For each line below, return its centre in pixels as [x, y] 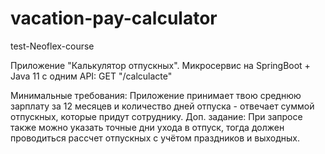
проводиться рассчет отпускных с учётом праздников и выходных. [155, 138]
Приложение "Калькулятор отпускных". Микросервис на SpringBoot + [160, 65]
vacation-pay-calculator [114, 18]
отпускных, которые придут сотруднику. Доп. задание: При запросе [156, 116]
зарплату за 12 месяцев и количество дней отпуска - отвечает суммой [162, 106]
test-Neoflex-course [52, 46]
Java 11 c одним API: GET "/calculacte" [91, 76]
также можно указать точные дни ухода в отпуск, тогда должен [147, 127]
